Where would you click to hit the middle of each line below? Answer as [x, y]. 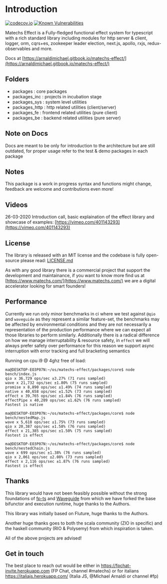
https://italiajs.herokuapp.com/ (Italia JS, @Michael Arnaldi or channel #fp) [82, 576]
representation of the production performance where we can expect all [78, 329]
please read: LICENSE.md [47, 260]
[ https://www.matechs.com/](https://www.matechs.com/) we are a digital [81, 281]
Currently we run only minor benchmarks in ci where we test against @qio [81, 313]
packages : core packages [40, 91]
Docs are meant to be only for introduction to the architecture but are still [80, 145]
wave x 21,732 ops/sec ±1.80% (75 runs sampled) [57, 383]
